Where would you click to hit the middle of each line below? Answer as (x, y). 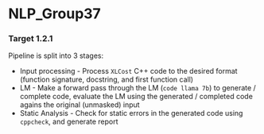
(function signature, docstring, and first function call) (106, 79)
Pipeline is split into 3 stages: (56, 56)
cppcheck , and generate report (69, 122)
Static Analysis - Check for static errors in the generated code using (131, 113)
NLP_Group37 (54, 14)
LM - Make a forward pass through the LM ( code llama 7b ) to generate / (138, 88)
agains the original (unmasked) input (80, 105)
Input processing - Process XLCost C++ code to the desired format (128, 71)
